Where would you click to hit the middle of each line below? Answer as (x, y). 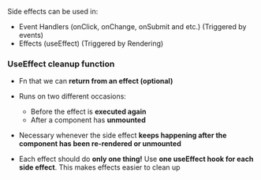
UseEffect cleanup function (61, 64)
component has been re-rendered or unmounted (100, 144)
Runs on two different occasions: (73, 96)
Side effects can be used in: (53, 11)
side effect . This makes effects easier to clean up (99, 167)
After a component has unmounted (88, 120)
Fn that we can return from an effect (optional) (96, 81)
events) (31, 35)
